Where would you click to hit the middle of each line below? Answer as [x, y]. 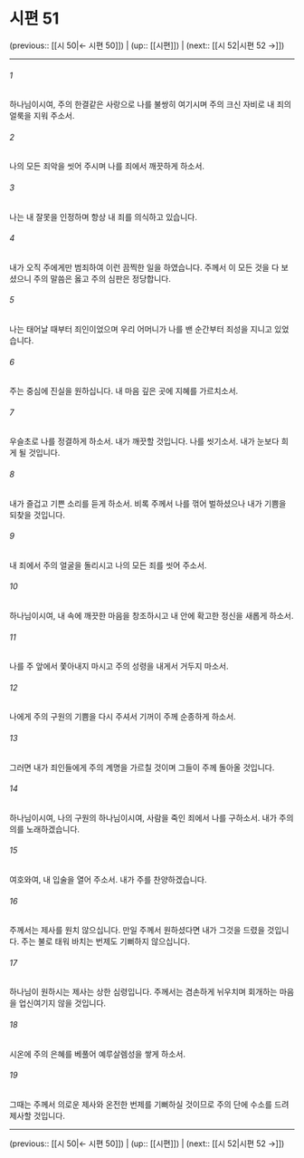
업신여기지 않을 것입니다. [62, 1003]
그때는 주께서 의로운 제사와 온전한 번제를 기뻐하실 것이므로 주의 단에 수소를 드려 [149, 1104]
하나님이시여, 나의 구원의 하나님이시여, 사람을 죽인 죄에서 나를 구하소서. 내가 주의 [152, 817]
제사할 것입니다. [38, 1115]
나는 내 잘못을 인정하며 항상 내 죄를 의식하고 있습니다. [103, 217]
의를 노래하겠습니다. [44, 829]
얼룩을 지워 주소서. [42, 116]
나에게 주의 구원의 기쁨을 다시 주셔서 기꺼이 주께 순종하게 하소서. [123, 717]
